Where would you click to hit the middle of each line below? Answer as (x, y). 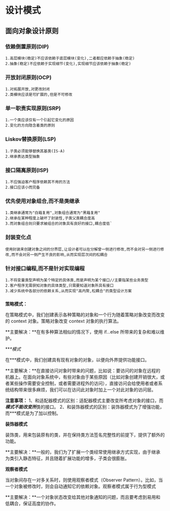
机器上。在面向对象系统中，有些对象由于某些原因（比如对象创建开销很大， (83, 377)
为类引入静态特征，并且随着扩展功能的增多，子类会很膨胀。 (67, 458)
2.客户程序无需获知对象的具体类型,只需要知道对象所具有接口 (59, 285)
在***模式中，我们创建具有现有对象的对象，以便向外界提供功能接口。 (77, 359)
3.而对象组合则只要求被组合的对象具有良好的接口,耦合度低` (59, 224)
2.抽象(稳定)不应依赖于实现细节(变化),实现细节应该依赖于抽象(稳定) (68, 64)
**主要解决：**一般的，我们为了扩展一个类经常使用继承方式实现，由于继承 (83, 452)
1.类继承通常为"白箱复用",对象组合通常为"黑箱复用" (53, 213)
